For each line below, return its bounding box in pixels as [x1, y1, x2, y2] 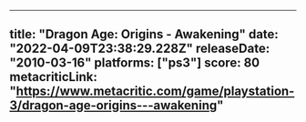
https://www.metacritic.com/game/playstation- [15, 84, 295, 99]
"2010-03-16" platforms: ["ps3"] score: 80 [9, 56, 260, 71]
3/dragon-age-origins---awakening [9, 97, 218, 114]
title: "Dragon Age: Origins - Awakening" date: [9, 26, 280, 42]
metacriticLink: [9, 69, 97, 85]
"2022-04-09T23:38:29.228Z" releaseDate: [9, 41, 270, 56]
